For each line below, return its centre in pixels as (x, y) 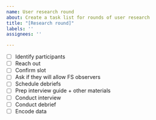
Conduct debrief (35, 104)
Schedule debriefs (38, 84)
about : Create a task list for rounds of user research (78, 17)
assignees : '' (24, 34)
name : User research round (40, 12)
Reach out (28, 63)
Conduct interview (38, 98)
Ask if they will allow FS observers (58, 77)
